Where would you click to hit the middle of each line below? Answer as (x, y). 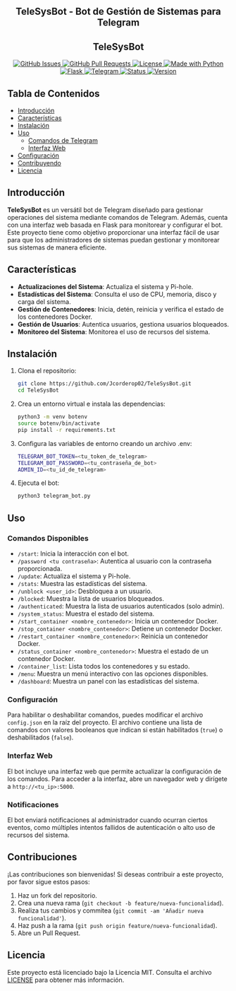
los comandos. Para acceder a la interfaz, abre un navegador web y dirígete (117, 779)
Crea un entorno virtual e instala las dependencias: (91, 404)
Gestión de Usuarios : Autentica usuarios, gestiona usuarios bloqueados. (123, 324)
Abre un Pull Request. (49, 933)
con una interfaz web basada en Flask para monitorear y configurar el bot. (115, 225)
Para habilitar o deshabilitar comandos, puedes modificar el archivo (105, 715)
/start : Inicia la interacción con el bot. (73, 553)
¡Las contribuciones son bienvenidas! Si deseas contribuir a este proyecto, (116, 874)
